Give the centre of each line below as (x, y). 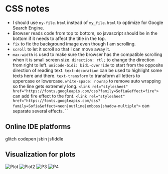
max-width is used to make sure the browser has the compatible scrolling (87, 54)
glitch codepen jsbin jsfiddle (34, 138)
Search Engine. (28, 27)
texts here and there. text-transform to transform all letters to (76, 75)
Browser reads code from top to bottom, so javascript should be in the (85, 33)
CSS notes (27, 9)
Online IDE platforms (38, 127)
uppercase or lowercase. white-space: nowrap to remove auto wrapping (87, 81)
